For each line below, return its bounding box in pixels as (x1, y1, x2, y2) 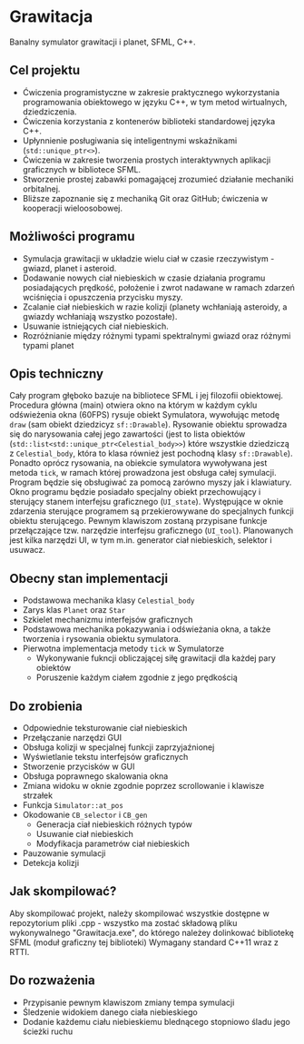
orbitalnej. (22, 183, 61, 194)
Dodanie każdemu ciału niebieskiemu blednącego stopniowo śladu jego (22, 1016, 290, 1027)
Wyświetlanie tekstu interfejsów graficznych (22, 752, 189, 762)
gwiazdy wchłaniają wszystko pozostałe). (22, 310, 178, 321)
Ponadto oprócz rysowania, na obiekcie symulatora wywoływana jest (9, 458, 268, 468)
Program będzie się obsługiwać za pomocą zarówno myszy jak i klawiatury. (9, 477, 292, 488)
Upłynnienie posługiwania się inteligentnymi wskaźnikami (22, 134, 238, 146)
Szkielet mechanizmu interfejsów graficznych (22, 615, 193, 625)
